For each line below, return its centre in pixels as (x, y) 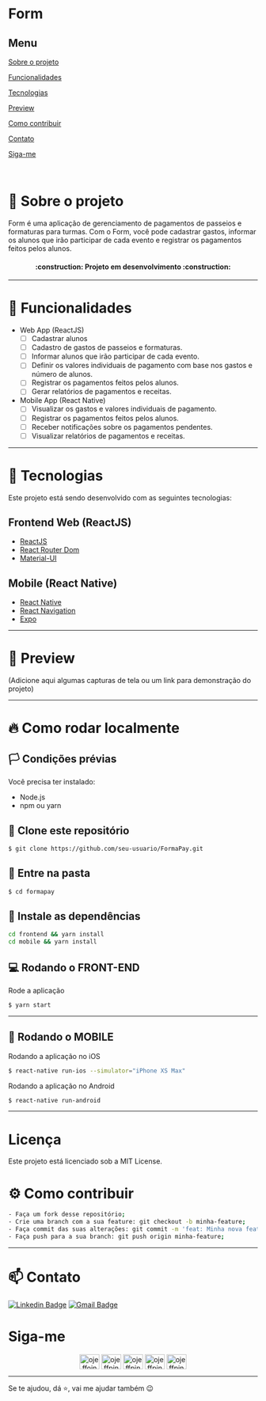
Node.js (32, 797)
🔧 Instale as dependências (74, 916)
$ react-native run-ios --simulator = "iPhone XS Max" (97, 1071)
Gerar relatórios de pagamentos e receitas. (101, 392)
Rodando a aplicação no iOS (54, 1056)
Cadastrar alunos (59, 339)
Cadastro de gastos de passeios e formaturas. (107, 347)
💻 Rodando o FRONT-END (74, 968)
